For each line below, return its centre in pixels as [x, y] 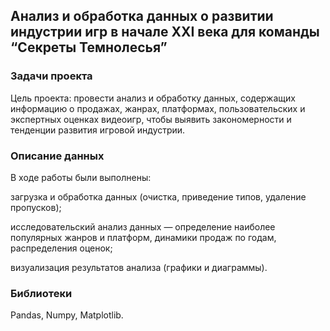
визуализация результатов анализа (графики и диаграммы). [139, 267]
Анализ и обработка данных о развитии [142, 16]
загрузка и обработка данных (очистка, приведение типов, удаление [158, 196]
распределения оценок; [61, 248]
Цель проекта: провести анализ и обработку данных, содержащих [153, 98]
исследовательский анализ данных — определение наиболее [143, 226]
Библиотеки [41, 293]
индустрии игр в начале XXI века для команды [165, 32]
